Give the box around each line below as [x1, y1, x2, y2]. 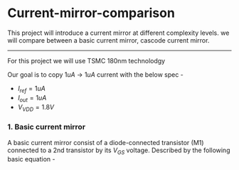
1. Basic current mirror [7, 122, 86, 132]
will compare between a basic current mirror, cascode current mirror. [7, 36, 210, 44]
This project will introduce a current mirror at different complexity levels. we [7, 28, 230, 37]
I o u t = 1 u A [17, 93, 47, 104]
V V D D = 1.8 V [17, 102, 55, 113]
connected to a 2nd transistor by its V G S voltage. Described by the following [7, 146, 230, 156]
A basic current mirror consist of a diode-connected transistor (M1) [7, 138, 204, 147]
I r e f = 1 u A [17, 84, 46, 94]
